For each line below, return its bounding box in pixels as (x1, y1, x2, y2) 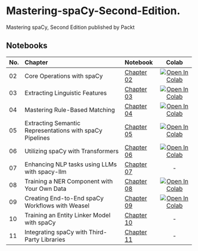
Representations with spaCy (24, 126, 103, 134)
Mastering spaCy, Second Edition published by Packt (6, 24, 135, 31)
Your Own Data (24, 184, 67, 193)
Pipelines (24, 134, 50, 142)
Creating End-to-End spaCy (24, 194, 104, 202)
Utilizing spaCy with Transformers (24, 147, 119, 155)
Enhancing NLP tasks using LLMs (24, 160, 117, 169)
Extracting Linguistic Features (24, 88, 107, 97)
